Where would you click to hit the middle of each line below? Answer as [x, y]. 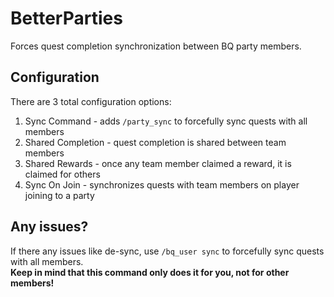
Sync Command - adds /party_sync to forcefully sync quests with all [166, 121]
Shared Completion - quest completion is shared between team [155, 142]
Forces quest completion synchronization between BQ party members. [156, 46]
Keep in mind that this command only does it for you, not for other [150, 272]
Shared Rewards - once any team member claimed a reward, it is [158, 163]
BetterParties [66, 18]
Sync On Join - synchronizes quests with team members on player [162, 184]
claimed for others [62, 174]
